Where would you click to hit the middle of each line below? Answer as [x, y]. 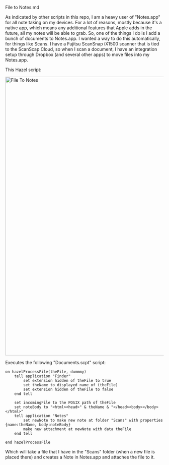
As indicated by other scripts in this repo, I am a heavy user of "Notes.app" [83, 17]
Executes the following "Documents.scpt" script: [56, 362]
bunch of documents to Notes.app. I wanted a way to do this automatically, [83, 38]
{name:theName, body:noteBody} [38, 425]
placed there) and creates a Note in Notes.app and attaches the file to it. [80, 457]
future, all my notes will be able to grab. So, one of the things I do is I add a [83, 33]
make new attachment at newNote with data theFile [77, 429]
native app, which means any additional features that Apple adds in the [79, 28]
